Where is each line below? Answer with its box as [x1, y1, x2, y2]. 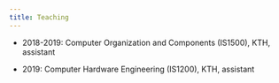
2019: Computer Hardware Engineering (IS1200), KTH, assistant [21, 64, 255, 74]
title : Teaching [9, 12, 69, 22]
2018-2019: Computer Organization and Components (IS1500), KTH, [21, 37, 271, 48]
